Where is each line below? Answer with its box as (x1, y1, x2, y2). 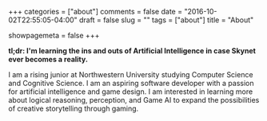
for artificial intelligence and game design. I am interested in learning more (8, 87, 253, 96)
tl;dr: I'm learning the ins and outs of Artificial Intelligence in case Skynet (8, 46, 256, 55)
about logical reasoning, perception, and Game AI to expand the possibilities (8, 96, 260, 104)
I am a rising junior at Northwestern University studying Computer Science (8, 70, 253, 79)
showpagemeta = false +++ (8, 31, 100, 40)
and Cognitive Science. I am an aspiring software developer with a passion (8, 79, 254, 88)
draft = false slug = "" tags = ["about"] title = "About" (78, 15, 254, 25)
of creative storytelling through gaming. (8, 103, 139, 113)
